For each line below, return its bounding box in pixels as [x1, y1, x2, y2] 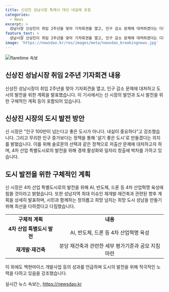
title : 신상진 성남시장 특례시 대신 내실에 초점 [5, 7, 91, 13]
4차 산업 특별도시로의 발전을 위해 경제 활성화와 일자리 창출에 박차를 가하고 [12, 148, 157, 154]
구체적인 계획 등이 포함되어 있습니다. [10, 98, 82, 104]
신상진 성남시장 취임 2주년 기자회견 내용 [5, 71, 121, 80]
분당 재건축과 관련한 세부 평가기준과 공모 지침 [59, 242, 160, 250]
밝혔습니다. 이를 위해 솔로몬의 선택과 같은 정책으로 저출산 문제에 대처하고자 [10, 141, 157, 147]
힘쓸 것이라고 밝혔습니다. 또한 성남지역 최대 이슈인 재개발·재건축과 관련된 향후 [5, 190, 157, 197]
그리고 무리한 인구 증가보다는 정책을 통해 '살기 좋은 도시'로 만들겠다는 [16, 135, 151, 141]
